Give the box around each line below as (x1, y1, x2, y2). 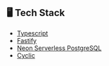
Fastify (16, 36, 37, 44)
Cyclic (16, 51, 36, 59)
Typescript (16, 28, 49, 38)
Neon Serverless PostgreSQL (16, 44, 102, 52)
